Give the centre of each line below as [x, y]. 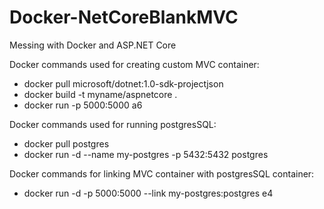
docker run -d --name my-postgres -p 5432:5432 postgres [146, 154]
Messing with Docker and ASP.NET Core [93, 45]
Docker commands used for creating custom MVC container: [134, 64]
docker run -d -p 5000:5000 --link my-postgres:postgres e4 [148, 193]
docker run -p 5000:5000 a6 [83, 105]
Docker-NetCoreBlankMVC [124, 17]
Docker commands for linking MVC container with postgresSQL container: [162, 173]
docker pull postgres [66, 143]
